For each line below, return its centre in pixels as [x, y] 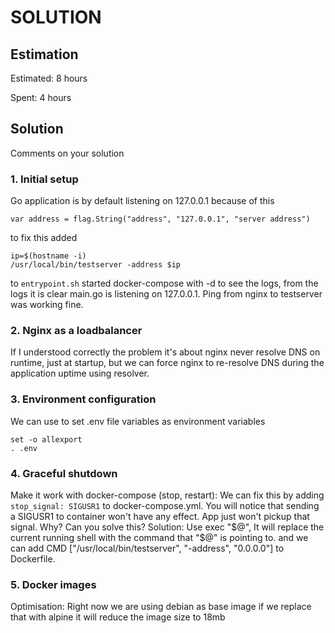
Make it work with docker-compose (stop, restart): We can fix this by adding [167, 495]
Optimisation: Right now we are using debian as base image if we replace [161, 607]
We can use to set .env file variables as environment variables [138, 421]
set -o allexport [46, 439]
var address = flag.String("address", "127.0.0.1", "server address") [160, 219]
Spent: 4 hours [41, 97]
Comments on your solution [67, 153]
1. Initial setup [44, 179]
